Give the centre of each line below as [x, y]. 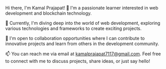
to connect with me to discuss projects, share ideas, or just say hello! [78, 61]
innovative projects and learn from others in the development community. [82, 44]
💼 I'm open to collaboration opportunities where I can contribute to [75, 38]
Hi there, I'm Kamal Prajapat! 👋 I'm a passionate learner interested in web [82, 8]
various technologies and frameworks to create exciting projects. [73, 28]
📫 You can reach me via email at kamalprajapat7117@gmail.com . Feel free [83, 54]
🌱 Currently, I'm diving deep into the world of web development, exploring [83, 23]
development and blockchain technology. [49, 13]
